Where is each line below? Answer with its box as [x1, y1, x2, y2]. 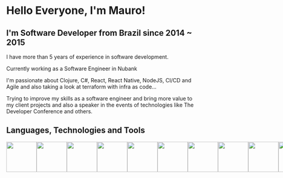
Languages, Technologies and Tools [6, 125, 145, 136]
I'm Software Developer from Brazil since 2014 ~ [6, 28, 192, 38]
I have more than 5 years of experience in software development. [6, 53, 169, 61]
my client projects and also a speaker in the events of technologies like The [6, 101, 194, 108]
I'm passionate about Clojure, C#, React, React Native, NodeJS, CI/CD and [6, 77, 192, 84]
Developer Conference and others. [6, 108, 93, 115]
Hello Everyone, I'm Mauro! [6, 4, 146, 18]
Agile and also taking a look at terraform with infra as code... [6, 83, 157, 90]
